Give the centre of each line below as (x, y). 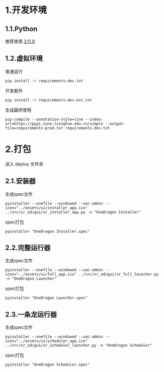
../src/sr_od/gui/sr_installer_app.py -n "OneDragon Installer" (73, 212)
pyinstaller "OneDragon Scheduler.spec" (48, 365)
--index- (94, 119)
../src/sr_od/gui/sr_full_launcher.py (119, 274)
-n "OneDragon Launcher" (31, 279)
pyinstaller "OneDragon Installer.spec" (48, 231)
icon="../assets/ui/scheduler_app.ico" (46, 341)
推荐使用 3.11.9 (20, 41)
